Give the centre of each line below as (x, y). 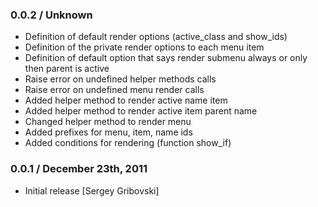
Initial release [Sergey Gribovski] (92, 190)
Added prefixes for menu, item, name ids (108, 132)
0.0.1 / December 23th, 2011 (79, 169)
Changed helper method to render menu (108, 122)
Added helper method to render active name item (126, 100)
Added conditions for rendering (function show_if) (128, 143)
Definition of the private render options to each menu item (144, 47)
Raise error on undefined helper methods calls (120, 79)
